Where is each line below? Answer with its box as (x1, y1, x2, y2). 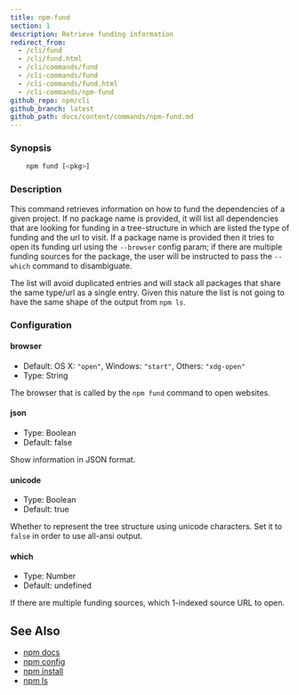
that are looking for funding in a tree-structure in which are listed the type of (10, 222, 290, 233)
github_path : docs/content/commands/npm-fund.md (10, 112, 194, 121)
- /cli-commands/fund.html (18, 79, 118, 88)
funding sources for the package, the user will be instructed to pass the (10, 250, 272, 261)
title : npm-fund (10, 12, 70, 22)
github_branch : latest (10, 104, 94, 113)
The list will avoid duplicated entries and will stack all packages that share (10, 277, 281, 288)
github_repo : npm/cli (10, 95, 91, 105)
